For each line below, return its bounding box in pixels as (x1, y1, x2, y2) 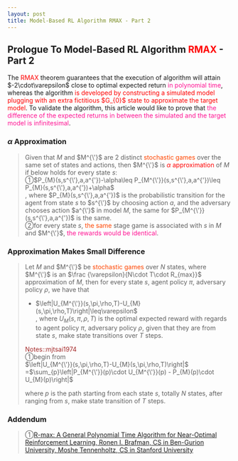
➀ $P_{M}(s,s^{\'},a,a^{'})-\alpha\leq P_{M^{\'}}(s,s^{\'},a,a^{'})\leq (24, 175, 221, 184)
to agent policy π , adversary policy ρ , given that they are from (35, 323, 217, 332)
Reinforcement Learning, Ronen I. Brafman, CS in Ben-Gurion (24, 438, 205, 446)
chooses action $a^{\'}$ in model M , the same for (24, 206, 170, 214)
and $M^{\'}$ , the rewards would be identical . (24, 229, 159, 237)
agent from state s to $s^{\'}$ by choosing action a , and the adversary (24, 198, 231, 207)
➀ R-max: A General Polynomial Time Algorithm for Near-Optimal (24, 430, 217, 439)
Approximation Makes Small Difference (7, 247, 146, 257)
